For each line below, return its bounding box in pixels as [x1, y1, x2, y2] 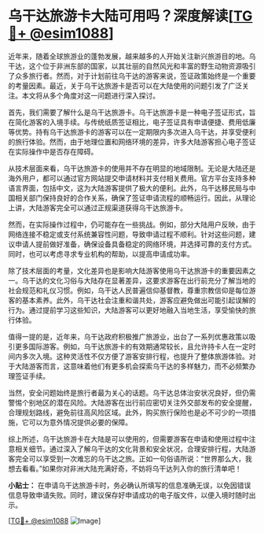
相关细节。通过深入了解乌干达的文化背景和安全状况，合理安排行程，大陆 [14, 444, 249, 453]
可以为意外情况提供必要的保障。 [28, 417, 132, 427]
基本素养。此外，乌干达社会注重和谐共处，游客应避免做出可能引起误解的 [21, 295, 256, 305]
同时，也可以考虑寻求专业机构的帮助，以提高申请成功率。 [8, 249, 194, 258]
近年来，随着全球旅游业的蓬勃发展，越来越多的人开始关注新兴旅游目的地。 [8, 51, 249, 61]
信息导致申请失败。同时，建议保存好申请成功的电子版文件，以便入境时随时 [8, 490, 249, 500]
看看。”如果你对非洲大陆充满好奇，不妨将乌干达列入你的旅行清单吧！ [21, 464, 242, 473]
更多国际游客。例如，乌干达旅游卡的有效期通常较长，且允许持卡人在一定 [14, 342, 249, 351]
